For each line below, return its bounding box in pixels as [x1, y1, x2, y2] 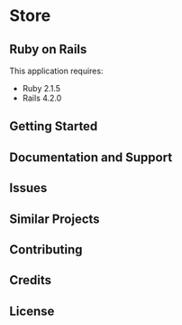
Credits [9, 272, 52, 288]
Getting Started [9, 119, 98, 134]
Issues [9, 180, 48, 196]
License [9, 303, 55, 319]
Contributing [9, 242, 83, 257]
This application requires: [9, 65, 104, 76]
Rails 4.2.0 [22, 92, 62, 103]
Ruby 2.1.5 [22, 83, 61, 93]
